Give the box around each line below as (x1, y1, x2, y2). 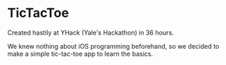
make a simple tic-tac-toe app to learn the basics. (7, 49, 154, 58)
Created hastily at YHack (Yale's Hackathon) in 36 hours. (7, 28, 174, 37)
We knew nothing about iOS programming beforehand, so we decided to (7, 42, 220, 50)
